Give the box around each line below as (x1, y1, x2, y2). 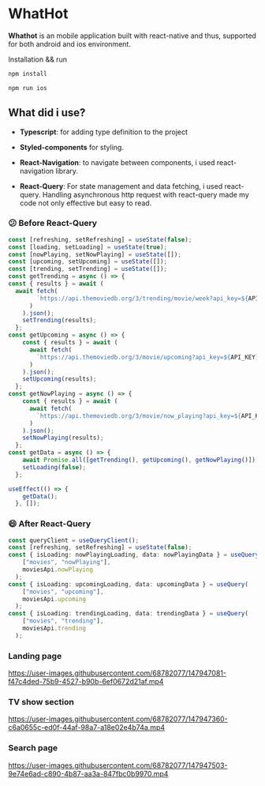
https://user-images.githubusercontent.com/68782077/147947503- (8, 760, 228, 770)
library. (55, 166, 79, 175)
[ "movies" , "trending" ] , (22, 617, 104, 625)
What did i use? (8, 106, 86, 119)
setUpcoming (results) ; (22, 375, 97, 383)
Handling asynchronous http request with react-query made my (42, 190, 250, 199)
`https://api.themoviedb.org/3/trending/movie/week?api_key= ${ (36, 294, 248, 303)
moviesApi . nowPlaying (22, 566, 93, 574)
